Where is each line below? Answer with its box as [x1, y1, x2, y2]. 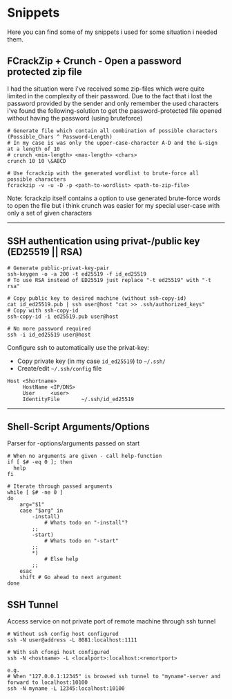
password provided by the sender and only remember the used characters [7, 99, 219, 107]
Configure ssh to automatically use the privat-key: [7, 343, 150, 351]
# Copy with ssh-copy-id [7, 307, 79, 314]
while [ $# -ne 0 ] [7, 489, 64, 496]
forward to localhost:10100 [7, 679, 88, 687]
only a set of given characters [7, 209, 92, 217]
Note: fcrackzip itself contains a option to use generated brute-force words [7, 194, 221, 202]
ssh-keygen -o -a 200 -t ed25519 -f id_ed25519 [7, 270, 147, 278]
